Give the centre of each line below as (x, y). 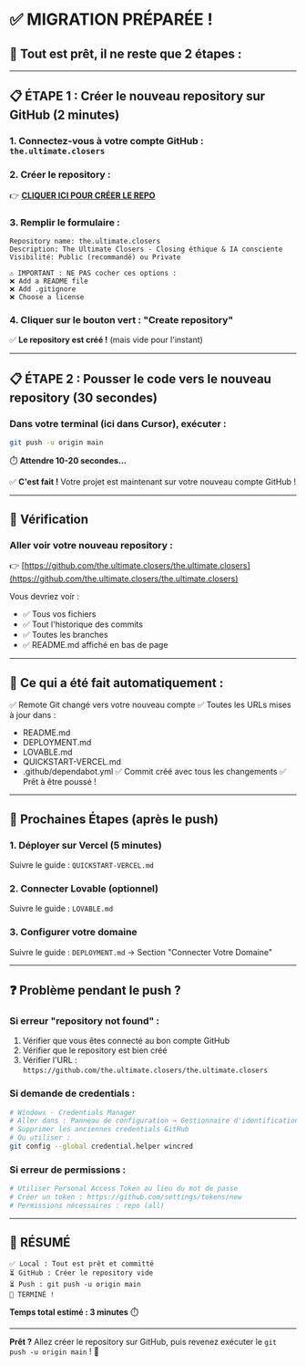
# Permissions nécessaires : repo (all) (87, 1205)
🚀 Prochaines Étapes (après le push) (114, 819)
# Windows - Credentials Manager (73, 1112)
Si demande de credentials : (72, 1093)
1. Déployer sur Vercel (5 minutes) (86, 845)
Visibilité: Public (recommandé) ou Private (95, 257)
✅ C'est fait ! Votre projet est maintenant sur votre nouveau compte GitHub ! (153, 481)
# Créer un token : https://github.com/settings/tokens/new (126, 1197)
